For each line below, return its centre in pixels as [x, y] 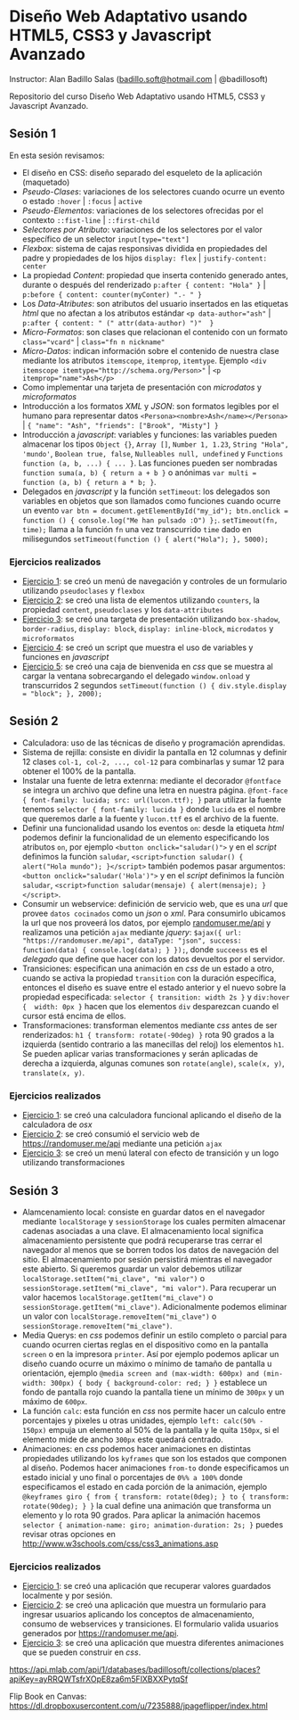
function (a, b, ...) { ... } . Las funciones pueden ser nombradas [149, 463]
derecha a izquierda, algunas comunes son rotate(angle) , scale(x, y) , [153, 1063]
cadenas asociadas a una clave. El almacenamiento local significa [143, 1230]
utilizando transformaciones [73, 1163]
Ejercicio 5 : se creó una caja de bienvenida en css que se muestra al [147, 667]
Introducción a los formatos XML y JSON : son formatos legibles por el [150, 406]
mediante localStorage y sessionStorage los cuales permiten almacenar [154, 1221]
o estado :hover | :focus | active [82, 201]
